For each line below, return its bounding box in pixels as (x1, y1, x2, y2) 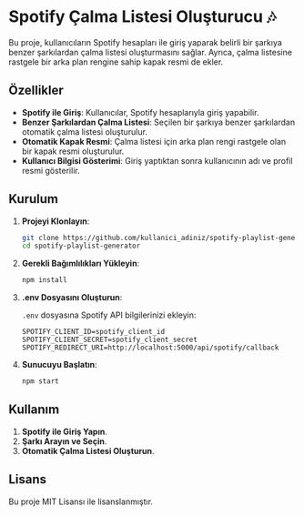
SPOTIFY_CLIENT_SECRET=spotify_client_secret (21, 335, 198, 345)
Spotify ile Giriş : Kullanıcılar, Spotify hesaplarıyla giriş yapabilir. (21, 106, 259, 117)
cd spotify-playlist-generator (21, 241, 141, 251)
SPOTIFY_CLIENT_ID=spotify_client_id (21, 328, 166, 337)
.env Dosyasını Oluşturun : (21, 292, 123, 303)
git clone (21, 233, 60, 242)
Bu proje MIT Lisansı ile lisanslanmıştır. (8, 496, 154, 507)
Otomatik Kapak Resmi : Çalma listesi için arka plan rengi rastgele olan (21, 136, 287, 147)
